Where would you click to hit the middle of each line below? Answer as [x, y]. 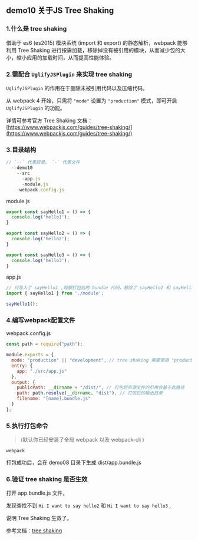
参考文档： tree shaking [34, 531]
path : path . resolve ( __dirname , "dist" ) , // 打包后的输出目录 [90, 393]
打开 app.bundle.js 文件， [37, 493]
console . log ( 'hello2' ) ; [40, 239]
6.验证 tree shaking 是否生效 [47, 479]
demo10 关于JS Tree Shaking [60, 11]
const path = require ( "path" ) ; [44, 344]
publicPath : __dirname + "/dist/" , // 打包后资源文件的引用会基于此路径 [100, 387]
